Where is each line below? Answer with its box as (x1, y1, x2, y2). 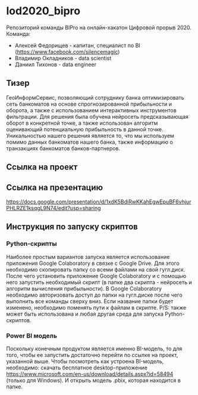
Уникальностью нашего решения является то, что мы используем (6, 132, 174, 139)
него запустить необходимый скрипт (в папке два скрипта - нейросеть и (6, 279, 192, 286)
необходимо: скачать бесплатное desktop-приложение (6, 364, 147, 371)
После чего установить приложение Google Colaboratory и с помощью (6, 272, 187, 279)
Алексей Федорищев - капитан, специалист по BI (14, 42, 141, 49)
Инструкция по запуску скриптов (6, 222, 138, 232)
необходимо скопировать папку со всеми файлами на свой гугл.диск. (6, 266, 186, 273)
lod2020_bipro (6, 4, 81, 18)
